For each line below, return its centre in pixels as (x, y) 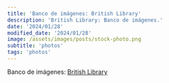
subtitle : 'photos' (35, 46)
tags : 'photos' (29, 53)
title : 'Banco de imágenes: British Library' (74, 13)
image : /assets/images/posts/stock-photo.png (74, 39)
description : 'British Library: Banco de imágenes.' (85, 20)
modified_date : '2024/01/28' (49, 33)
